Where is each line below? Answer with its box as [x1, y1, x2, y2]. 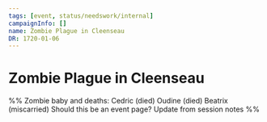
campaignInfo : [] [8, 19, 67, 27]
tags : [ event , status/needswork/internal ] [8, 11, 154, 20]
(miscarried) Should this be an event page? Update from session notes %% [8, 104, 261, 114]
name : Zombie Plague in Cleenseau [8, 27, 125, 35]
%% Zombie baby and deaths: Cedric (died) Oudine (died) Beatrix [8, 96, 228, 106]
